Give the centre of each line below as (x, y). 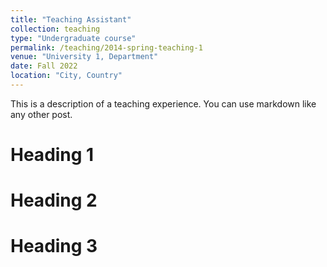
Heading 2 (54, 200)
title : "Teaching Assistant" (71, 19)
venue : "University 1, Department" (84, 57)
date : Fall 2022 (44, 66)
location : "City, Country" (66, 76)
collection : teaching (55, 29)
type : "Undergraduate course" (73, 38)
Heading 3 (54, 246)
